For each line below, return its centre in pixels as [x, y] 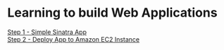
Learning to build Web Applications [112, 13]
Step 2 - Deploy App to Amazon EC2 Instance [74, 39]
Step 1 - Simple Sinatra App [47, 32]
